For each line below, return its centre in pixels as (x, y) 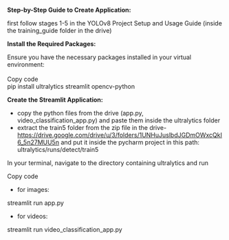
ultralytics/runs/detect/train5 (58, 150)
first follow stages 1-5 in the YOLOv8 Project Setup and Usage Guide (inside (115, 23)
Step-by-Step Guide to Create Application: (69, 10)
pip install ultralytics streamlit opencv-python (71, 86)
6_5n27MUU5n (38, 142)
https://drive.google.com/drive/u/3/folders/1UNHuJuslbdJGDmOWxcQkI (119, 135)
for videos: (32, 216)
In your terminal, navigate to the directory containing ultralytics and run (108, 163)
